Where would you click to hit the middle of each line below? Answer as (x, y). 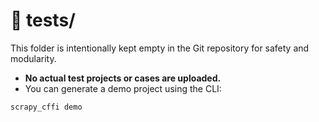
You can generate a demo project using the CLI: (123, 88)
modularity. (33, 58)
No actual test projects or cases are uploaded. (123, 78)
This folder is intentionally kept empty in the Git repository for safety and (160, 48)
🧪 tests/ (43, 20)
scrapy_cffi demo (46, 107)
